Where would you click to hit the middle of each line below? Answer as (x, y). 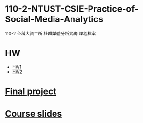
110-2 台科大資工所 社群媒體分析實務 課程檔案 (51, 33)
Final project (31, 92)
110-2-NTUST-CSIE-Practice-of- (72, 9)
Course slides (34, 114)
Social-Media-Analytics (54, 19)
